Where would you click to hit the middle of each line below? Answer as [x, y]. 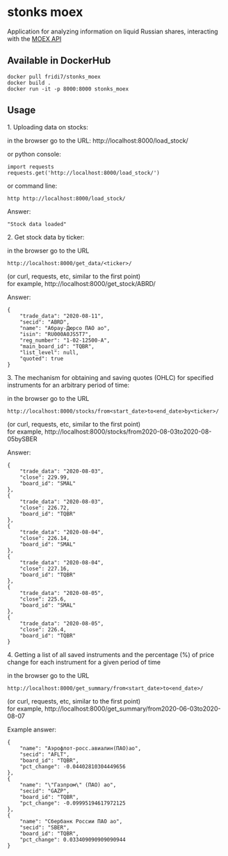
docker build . [29, 83]
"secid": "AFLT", [45, 754]
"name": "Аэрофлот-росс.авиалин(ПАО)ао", [80, 748]
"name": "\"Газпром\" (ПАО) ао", [68, 785]
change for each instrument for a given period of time [84, 662]
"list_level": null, [49, 352]
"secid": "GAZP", [45, 791]
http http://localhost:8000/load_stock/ [67, 198]
